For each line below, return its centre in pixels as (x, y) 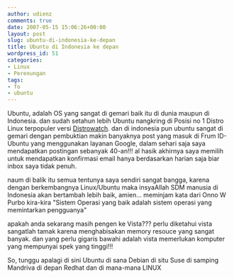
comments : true (30, 21)
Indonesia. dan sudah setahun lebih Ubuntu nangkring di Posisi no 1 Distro (116, 121)
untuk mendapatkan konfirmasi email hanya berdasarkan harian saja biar (113, 159)
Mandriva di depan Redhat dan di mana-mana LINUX (84, 268)
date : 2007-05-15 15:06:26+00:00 (57, 27)
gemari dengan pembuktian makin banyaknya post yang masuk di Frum (112, 136)
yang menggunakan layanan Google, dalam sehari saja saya (118, 143)
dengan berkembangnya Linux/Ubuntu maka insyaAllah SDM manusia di (113, 187)
